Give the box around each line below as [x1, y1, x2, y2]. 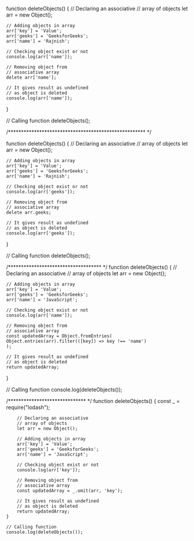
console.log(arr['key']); [17, 467, 81, 473]
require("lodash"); [6, 404, 50, 411]
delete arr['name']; [6, 75, 57, 80]
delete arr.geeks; [6, 210, 51, 215]
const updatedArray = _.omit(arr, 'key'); [17, 488, 123, 494]
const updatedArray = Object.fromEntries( [6, 333, 112, 339]
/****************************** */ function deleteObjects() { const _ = [6, 398, 180, 404]
